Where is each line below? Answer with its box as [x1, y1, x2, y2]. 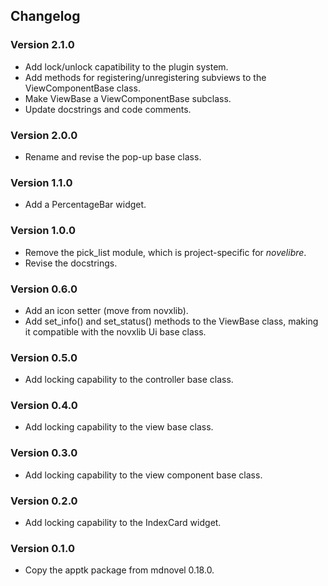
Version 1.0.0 [10, 224, 76, 238]
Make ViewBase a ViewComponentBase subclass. [24, 92, 232, 104]
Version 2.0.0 [10, 128, 78, 142]
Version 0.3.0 [10, 446, 78, 460]
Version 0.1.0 [10, 541, 75, 555]
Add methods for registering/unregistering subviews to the [24, 71, 267, 83]
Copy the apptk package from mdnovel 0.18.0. [24, 564, 215, 576]
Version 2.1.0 [10, 38, 75, 52]
